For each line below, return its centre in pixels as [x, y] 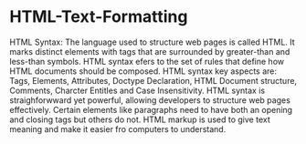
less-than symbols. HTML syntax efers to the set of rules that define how [147, 61]
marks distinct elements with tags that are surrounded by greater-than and [150, 51]
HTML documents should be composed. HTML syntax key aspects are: [143, 71]
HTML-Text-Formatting [99, 17]
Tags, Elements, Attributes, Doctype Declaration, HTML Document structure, [153, 80]
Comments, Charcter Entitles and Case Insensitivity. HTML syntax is [137, 90]
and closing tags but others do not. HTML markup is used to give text [140, 119]
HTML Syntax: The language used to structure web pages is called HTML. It [152, 42]
